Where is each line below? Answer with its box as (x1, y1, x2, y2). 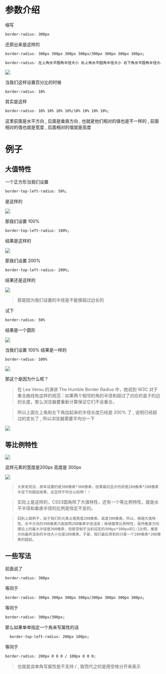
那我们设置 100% (5, 218, 40, 224)
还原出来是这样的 (5, 41, 40, 47)
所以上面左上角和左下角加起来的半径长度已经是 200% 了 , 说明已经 (17, 409, 153, 415)
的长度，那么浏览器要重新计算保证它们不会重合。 (17, 399, 117, 404)
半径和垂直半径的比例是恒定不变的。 (21, 505, 95, 511)
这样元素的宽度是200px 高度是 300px (5, 464, 82, 470)
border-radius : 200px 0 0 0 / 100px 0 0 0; (5, 654, 96, 659)
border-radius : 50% (5, 317, 45, 323)
